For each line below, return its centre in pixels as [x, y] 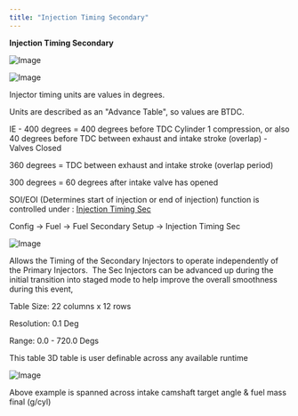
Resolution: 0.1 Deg [44, 323]
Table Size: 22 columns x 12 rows [70, 306]
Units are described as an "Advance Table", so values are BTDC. [127, 111]
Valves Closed [36, 148]
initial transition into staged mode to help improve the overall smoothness [143, 279]
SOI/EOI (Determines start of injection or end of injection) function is [134, 199]
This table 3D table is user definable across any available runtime [129, 357]
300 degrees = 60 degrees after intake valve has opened [114, 182]
